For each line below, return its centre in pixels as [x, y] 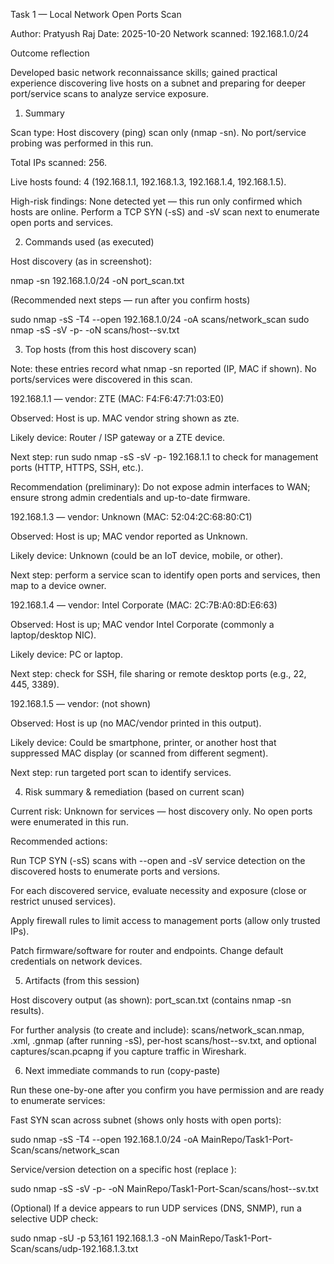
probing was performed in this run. [82, 143]
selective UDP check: [54, 1218]
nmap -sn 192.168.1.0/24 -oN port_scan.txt [97, 280]
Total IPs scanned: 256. [58, 162]
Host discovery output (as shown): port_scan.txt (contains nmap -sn [151, 1000]
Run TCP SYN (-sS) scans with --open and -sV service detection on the [158, 860]
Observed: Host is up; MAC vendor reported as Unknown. [129, 536]
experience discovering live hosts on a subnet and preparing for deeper [158, 83]
